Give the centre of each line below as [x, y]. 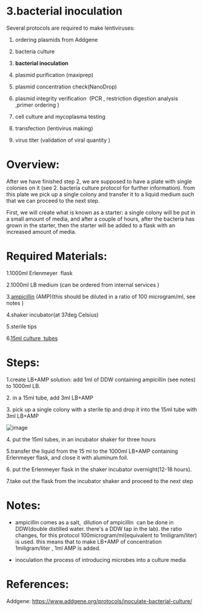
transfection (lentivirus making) [54, 128]
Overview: [33, 165]
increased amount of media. [42, 232]
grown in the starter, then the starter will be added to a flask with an [91, 225]
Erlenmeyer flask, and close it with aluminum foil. [67, 457]
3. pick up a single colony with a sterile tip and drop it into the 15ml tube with [102, 409]
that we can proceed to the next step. [53, 201]
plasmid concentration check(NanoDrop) [66, 87]
